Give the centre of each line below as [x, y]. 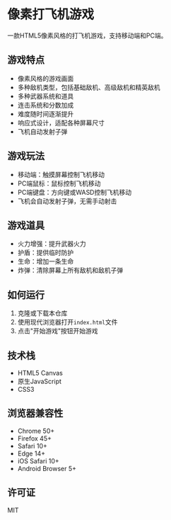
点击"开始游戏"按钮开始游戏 [58, 331]
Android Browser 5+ [47, 468]
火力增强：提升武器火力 [52, 244]
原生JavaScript [40, 381]
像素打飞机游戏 [51, 15]
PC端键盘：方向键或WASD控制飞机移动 [75, 192]
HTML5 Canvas [40, 373]
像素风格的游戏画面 [46, 78]
